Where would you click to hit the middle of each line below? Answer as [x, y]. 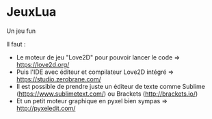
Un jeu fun [21, 31]
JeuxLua [31, 12]
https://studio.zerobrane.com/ [58, 79]
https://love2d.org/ [43, 64]
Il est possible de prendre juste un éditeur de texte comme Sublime [111, 86]
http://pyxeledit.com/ [46, 108]
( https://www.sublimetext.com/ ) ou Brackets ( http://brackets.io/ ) [107, 94]
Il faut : [16, 44]
